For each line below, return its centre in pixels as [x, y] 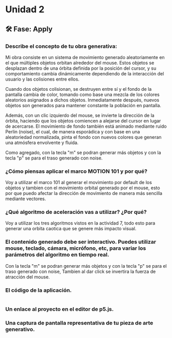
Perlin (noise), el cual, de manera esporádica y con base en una [73, 131]
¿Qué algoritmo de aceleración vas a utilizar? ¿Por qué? [76, 212]
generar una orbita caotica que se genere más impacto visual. [71, 229]
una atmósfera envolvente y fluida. [42, 143]
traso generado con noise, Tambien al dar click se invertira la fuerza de [81, 271]
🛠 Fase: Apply [29, 29]
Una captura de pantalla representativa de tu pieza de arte [79, 323]
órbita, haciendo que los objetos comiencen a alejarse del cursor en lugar [83, 121]
